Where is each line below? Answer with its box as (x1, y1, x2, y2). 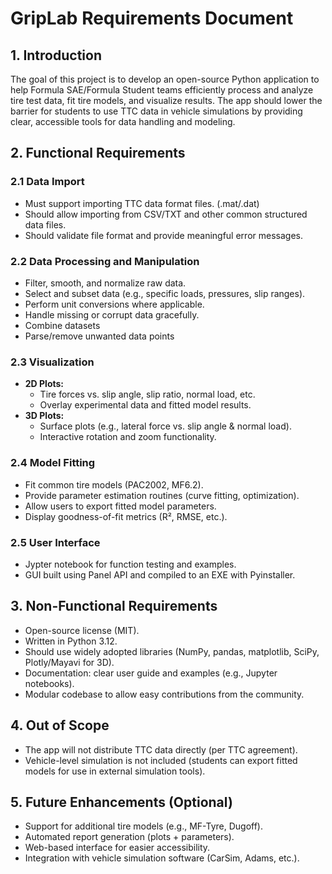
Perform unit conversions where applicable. (24, 298, 205, 310)
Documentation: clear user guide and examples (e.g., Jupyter (24, 667, 278, 679)
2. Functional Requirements (10, 145, 186, 162)
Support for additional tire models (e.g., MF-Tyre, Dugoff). (24, 820, 263, 832)
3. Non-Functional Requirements (10, 598, 218, 615)
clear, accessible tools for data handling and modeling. (10, 116, 236, 127)
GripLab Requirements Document (10, 7, 294, 30)
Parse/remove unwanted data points (24, 330, 175, 342)
